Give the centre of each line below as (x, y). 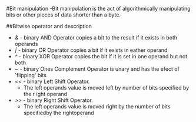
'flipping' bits (31, 75)
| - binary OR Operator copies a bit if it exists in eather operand (91, 50)
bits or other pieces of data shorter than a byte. (64, 15)
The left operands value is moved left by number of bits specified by (106, 88)
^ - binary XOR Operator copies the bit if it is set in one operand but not (101, 56)
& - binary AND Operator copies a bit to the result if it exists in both (96, 37)
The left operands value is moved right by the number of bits (97, 106)
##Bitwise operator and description (49, 26)
